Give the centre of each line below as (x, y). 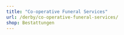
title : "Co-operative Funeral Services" (57, 12)
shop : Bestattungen (30, 23)
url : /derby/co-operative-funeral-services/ (62, 17)
